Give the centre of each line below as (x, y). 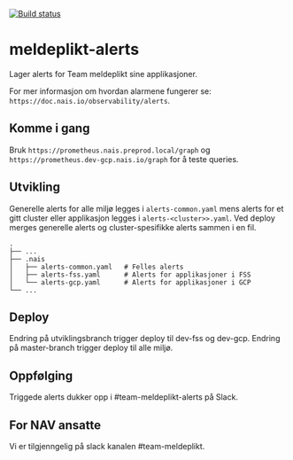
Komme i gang (50, 129)
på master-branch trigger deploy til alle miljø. (91, 348)
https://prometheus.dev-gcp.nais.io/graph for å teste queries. (124, 159)
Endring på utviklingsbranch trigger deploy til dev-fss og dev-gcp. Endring (145, 339)
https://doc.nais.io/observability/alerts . (90, 100)
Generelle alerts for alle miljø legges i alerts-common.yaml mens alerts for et (146, 208)
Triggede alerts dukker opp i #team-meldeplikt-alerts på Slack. (124, 397)
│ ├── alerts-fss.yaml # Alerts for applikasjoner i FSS (130, 275)
